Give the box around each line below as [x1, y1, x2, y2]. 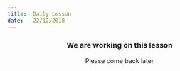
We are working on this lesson [66, 40, 173, 50]
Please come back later [85, 56, 154, 65]
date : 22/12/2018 [7, 17, 65, 24]
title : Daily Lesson [7, 10, 72, 18]
